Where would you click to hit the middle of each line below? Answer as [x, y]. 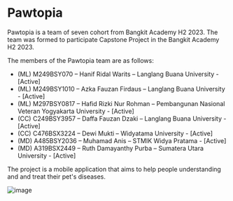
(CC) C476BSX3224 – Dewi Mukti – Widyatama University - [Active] [115, 133]
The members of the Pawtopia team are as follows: [80, 60]
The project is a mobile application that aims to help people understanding [114, 169]
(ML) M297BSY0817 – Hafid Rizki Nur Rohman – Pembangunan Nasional [121, 103]
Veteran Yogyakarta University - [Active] [76, 111]
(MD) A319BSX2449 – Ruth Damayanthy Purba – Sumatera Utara [111, 148]
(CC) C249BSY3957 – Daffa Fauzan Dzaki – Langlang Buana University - [122, 118]
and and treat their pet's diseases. [57, 177]
